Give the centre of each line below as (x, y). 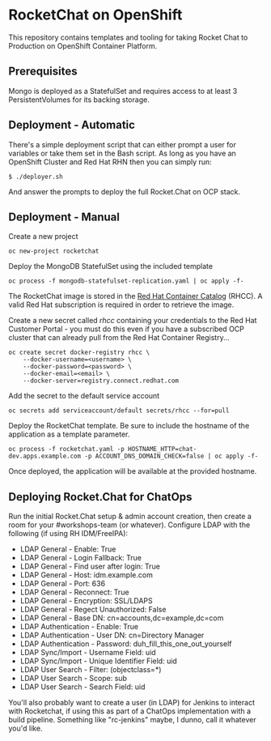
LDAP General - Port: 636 (63, 584)
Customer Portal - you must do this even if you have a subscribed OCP (127, 329)
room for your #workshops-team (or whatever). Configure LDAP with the (129, 525)
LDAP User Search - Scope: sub (74, 679)
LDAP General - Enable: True (68, 549)
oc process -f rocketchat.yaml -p (67, 449)
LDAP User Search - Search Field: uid (83, 687)
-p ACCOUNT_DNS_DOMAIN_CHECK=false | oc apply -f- (171, 456)
